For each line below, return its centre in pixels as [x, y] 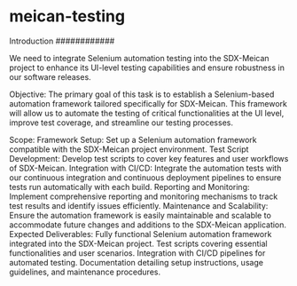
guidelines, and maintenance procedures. [85, 272]
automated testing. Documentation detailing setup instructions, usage [137, 262]
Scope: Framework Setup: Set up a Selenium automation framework [133, 139]
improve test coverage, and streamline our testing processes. [121, 123]
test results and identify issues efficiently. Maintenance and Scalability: [139, 205]
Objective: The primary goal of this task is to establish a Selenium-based [142, 94]
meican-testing [67, 16]
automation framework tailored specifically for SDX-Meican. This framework [148, 103]
